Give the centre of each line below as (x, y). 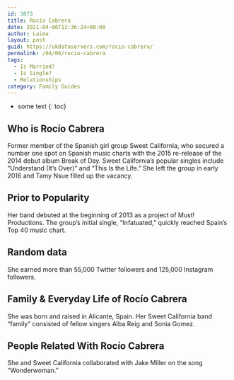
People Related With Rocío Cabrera (86, 346)
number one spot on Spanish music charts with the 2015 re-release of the (115, 154)
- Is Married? (34, 67)
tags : (15, 60)
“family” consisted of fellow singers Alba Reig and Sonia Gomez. (101, 323)
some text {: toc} (42, 106)
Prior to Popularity (48, 198)
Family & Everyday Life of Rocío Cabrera (97, 299)
